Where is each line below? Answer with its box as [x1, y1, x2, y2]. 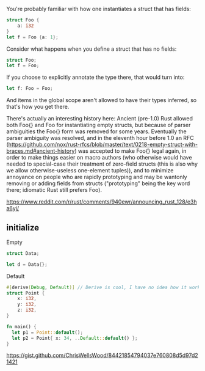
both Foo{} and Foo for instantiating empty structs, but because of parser [6, 122, 191, 129]
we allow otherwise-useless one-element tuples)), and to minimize [6, 167, 174, 174]
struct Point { [6, 290, 45, 296]
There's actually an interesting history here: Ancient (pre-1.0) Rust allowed [6, 115, 193, 122]
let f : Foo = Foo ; [6, 86, 53, 92]
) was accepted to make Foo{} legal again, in [74, 147, 187, 155]
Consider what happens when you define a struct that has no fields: [6, 45, 177, 53]
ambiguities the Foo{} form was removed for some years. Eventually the [6, 128, 187, 135]
